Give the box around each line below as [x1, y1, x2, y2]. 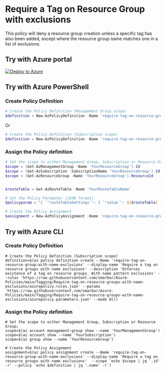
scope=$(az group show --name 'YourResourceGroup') [5, 337, 114, 342]
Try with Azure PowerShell [5, 83, 89, 91]
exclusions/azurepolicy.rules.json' [5, 284, 81, 289]
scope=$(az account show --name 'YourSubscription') [5, 333, 116, 338]
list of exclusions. [5, 41, 41, 47]
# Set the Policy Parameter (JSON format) [5, 196, 94, 201]
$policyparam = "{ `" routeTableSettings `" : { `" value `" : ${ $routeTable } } [5, 200, 163, 205]
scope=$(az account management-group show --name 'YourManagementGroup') [5, 328, 161, 333]
